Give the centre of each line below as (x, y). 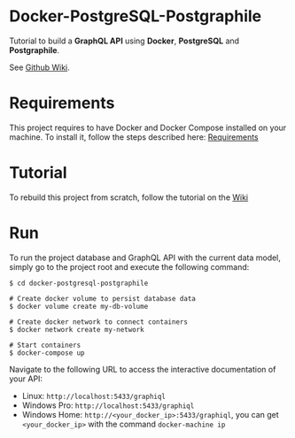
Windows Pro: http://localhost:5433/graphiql (108, 405)
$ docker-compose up (47, 353)
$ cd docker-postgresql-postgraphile (79, 283)
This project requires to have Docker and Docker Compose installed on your (148, 127)
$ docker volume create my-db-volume (79, 306)
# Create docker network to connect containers (99, 322)
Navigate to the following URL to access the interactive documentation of (143, 369)
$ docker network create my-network (77, 329)
